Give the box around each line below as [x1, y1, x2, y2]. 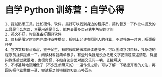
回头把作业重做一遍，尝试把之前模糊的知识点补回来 [5, 68, 92, 73]
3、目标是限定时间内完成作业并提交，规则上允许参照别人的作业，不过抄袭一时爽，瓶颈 [5, 37, 152, 42]
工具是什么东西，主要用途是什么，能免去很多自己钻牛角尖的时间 [5, 27, 114, 31]
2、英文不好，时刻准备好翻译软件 [5, 32, 62, 37]
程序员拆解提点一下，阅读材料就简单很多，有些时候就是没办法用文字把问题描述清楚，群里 [5, 52, 157, 57]
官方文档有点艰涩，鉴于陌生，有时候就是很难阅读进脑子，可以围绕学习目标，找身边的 [11, 47, 156, 52]
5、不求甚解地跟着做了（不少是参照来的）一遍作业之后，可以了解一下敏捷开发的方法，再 [5, 62, 156, 68]
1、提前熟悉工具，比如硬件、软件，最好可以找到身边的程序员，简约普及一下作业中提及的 [5, 21, 156, 27]
